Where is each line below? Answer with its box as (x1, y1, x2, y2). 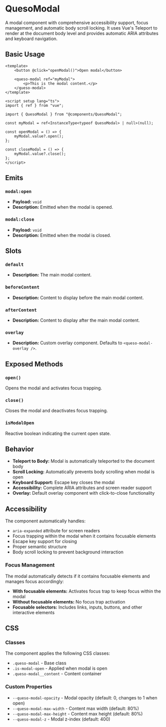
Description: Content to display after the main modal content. (12, 317, 140, 324)
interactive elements (12, 609, 55, 615)
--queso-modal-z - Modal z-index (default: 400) (12, 716, 110, 722)
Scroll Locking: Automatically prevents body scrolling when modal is (12, 469, 155, 475)
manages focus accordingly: (5, 578, 64, 585)
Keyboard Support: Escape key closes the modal (12, 480, 115, 486)
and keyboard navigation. (5, 36, 58, 42)
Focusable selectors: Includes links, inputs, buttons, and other (12, 604, 143, 610)
